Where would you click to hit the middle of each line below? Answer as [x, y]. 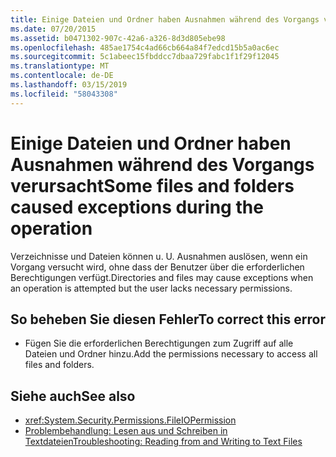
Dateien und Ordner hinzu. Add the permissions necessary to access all [171, 354]
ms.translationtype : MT [60, 66]
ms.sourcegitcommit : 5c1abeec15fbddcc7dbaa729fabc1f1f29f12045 [145, 57]
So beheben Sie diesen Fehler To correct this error [168, 319]
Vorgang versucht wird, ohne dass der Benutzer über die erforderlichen [157, 267]
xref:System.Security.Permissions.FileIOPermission [130, 420]
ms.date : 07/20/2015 [53, 29]
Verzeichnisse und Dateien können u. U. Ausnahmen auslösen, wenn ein [159, 256]
